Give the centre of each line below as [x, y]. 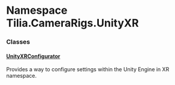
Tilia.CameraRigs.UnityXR [73, 23]
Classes [18, 42]
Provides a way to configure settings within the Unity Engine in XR [88, 69]
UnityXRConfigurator [33, 56]
